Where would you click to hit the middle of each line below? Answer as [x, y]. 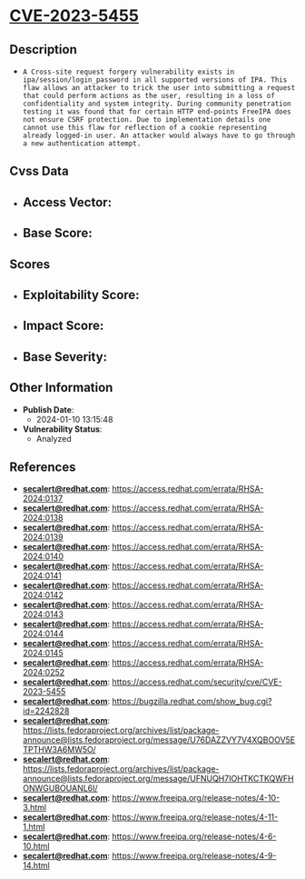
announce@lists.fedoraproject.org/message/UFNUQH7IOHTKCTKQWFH [158, 779]
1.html [34, 827]
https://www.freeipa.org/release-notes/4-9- [194, 856]
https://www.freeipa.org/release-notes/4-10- [196, 798]
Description [43, 50]
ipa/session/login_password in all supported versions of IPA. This [155, 80]
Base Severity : [64, 357]
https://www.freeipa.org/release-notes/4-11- [195, 817]
